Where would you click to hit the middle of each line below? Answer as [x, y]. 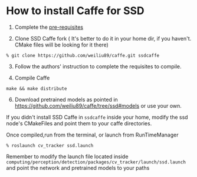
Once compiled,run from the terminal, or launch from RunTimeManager [92, 135]
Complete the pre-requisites [49, 27]
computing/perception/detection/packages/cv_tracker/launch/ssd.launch [96, 162]
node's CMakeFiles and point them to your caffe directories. [79, 123]
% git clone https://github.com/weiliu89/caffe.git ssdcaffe [83, 55]
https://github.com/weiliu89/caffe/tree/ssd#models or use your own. [98, 106]
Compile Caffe [32, 78]
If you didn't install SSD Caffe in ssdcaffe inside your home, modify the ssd [97, 117]
